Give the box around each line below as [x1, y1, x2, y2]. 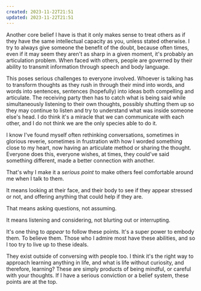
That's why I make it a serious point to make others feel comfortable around [6, 168, 194, 175]
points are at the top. [6, 278, 58, 285]
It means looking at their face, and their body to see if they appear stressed [6, 186, 193, 193]
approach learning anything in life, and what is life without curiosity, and [6, 258, 184, 266]
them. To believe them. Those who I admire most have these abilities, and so [6, 234, 196, 242]
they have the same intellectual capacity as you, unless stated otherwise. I [6, 37, 190, 45]
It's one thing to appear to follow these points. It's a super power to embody [6, 228, 194, 235]
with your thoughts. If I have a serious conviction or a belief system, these [6, 272, 189, 279]
